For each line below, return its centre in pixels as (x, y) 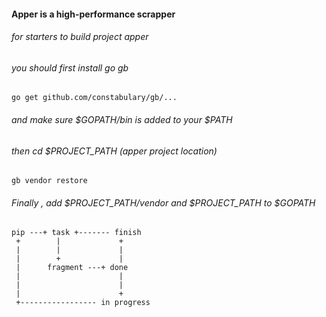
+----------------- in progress (83, 303)
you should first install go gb (70, 67)
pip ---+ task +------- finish (76, 233)
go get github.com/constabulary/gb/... (94, 98)
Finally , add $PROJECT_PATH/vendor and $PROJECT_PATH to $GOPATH (163, 202)
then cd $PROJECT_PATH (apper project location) (114, 151)
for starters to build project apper (80, 37)
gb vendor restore (49, 181)
